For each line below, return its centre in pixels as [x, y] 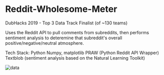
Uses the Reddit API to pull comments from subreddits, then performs [77, 32]
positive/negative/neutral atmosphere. [45, 43]
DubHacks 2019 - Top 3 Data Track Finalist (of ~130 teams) [66, 23]
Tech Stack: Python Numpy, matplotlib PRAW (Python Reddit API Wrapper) [82, 53]
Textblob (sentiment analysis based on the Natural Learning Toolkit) [75, 58]
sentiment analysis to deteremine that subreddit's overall [64, 38]
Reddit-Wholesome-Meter [61, 9]
